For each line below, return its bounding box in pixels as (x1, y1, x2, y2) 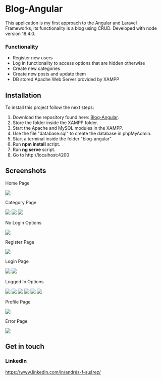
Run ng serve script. (12, 146, 56, 153)
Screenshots (5, 167, 46, 175)
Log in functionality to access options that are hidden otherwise (12, 60, 145, 66)
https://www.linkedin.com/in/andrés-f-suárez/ (5, 369, 101, 375)
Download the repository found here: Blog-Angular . (12, 115, 119, 121)
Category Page (5, 199, 37, 205)
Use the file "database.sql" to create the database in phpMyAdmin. (12, 130, 152, 137)
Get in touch (5, 343, 44, 351)
